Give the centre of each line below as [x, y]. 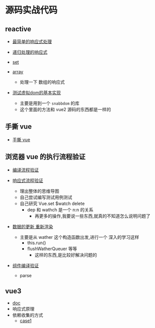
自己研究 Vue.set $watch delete [52, 203]
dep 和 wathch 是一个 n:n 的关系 [60, 209]
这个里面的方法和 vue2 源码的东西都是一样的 [65, 109]
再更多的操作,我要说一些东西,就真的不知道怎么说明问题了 [92, 216]
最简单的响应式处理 [32, 41]
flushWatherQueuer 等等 [52, 248]
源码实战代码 [32, 10]
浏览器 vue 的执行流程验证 [45, 157]
